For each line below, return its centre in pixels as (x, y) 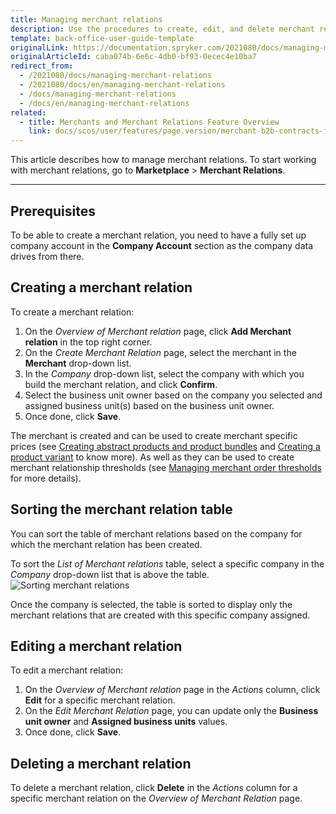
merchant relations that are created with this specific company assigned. (160, 615)
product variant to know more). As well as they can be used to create (152, 457)
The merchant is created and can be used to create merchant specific (154, 435)
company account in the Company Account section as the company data (162, 245)
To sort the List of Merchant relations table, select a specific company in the (167, 563)
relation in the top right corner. (88, 342)
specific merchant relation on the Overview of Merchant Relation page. (156, 798)
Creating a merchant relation (101, 287)
